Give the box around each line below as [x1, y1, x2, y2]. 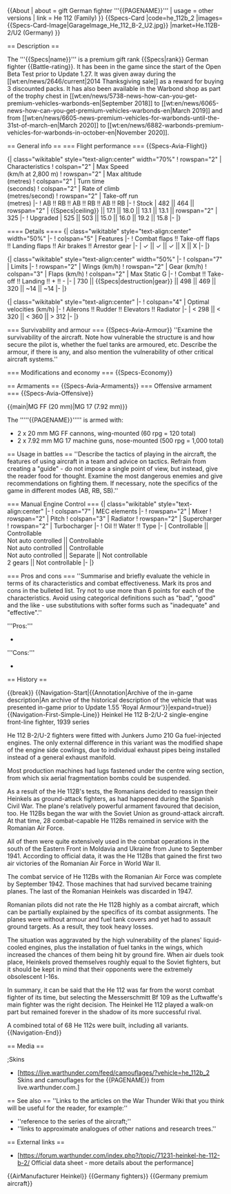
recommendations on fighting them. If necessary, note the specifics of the [7, 479, 218, 487]
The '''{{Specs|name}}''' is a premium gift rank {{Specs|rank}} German [7, 55, 209, 63]
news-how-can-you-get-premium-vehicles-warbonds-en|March [7, 107, 191, 114]
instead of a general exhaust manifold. [7, 753, 116, 761]
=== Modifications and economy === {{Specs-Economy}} [7, 369, 173, 376]
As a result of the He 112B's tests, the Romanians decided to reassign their [7, 787, 219, 796]
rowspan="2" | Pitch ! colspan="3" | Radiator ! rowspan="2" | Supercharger [7, 514, 222, 523]
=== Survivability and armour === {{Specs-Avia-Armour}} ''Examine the [7, 326, 213, 334]
